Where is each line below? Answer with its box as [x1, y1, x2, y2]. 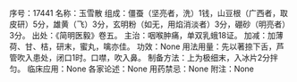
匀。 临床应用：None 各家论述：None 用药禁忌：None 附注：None [9, 63, 255, 74]
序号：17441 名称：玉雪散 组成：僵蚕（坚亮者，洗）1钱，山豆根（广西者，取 [9, 8, 288, 18]
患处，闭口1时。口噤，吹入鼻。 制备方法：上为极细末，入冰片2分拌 [32, 53, 279, 62]
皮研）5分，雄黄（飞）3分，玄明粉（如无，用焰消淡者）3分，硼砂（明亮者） [9, 19, 291, 29]
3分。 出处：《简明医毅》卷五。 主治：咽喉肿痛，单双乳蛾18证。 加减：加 [9, 30, 276, 40]
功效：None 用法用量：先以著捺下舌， [136, 41, 277, 52]
